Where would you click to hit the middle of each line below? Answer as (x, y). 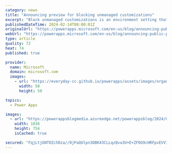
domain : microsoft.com (34, 72)
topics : (14, 100)
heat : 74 (15, 48)
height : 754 (27, 129)
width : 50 (29, 86)
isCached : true (31, 133)
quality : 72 (18, 44)
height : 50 (30, 91)
